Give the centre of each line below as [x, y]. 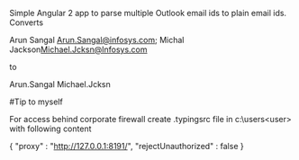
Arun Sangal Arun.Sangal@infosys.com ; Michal [97, 40]
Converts [26, 22]
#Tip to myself [36, 102]
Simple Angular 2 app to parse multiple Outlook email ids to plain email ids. [148, 13]
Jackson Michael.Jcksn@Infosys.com [78, 49]
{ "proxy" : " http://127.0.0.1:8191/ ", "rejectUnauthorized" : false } [127, 146]
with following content [50, 129]
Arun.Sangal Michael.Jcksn [60, 84]
